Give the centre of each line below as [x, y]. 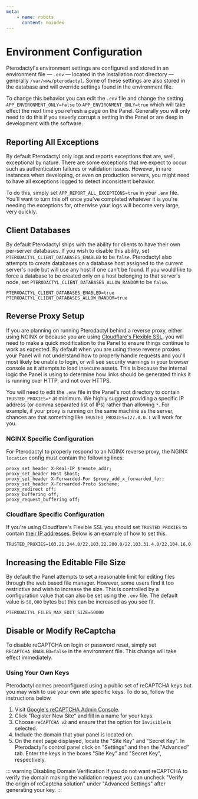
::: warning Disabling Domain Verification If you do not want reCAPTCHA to [97, 771]
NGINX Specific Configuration [50, 439]
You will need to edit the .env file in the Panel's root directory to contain [93, 392]
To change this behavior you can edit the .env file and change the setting [95, 99]
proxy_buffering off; [33, 495]
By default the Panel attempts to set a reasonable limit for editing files [90, 577]
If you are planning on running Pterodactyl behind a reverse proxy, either [94, 330]
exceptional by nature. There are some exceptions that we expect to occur [96, 162]
